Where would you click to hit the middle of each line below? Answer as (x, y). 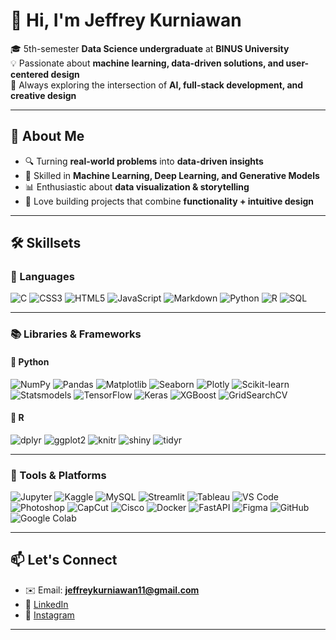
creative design (43, 95)
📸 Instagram (49, 615)
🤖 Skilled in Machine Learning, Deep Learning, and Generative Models (172, 175)
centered (30, 74)
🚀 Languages (42, 277)
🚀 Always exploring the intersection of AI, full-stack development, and (157, 85)
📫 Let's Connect (64, 560)
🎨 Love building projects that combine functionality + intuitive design (169, 201)
